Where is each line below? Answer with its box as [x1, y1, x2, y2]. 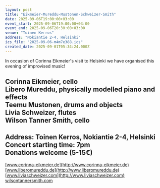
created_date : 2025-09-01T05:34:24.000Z [5, 44, 90, 49]
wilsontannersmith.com [5, 177, 53, 184]
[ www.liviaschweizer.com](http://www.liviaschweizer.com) [5, 172, 125, 178]
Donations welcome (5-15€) [5, 148, 93, 157]
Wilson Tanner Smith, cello [5, 116, 90, 125]
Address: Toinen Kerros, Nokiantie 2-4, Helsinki [5, 133, 156, 141]
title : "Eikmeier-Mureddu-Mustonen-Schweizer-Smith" [5, 12, 116, 17]
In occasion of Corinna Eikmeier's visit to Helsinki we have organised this [5, 58, 155, 63]
